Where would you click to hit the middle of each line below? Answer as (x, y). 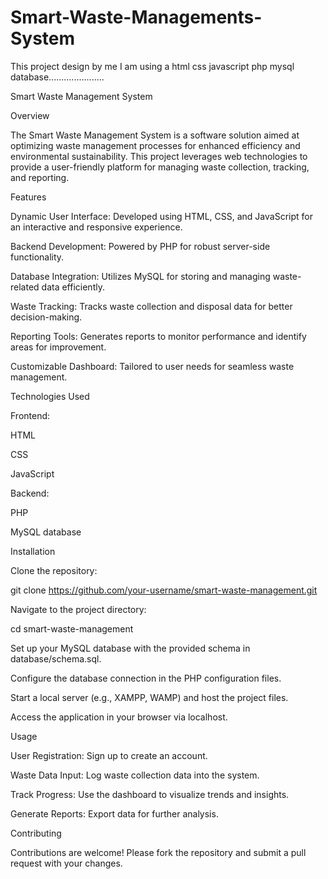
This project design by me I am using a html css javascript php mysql (152, 66)
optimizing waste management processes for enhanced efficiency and (155, 145)
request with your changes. (66, 863)
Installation (33, 551)
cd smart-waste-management (72, 628)
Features (28, 197)
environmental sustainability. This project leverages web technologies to (159, 156)
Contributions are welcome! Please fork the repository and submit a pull (158, 852)
